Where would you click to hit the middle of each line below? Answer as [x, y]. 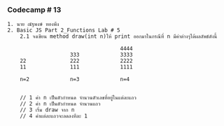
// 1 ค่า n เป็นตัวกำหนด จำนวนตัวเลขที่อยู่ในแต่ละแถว [78, 98]
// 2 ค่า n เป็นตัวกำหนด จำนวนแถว [60, 104]
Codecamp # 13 [34, 10]
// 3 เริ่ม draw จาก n [47, 110]
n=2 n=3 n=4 [75, 79]
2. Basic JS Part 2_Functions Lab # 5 [64, 30]
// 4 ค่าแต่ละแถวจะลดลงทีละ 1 [54, 116]
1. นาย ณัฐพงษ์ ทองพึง [33, 24]
